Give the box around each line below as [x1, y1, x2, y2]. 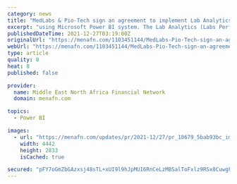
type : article [7, 50, 49, 57]
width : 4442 [20, 140, 55, 147]
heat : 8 [7, 63, 30, 70]
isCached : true [20, 153, 65, 161]
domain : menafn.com [13, 95, 71, 102]
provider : [7, 82, 37, 89]
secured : [7, 166, 33, 173]
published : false [7, 69, 59, 76]
